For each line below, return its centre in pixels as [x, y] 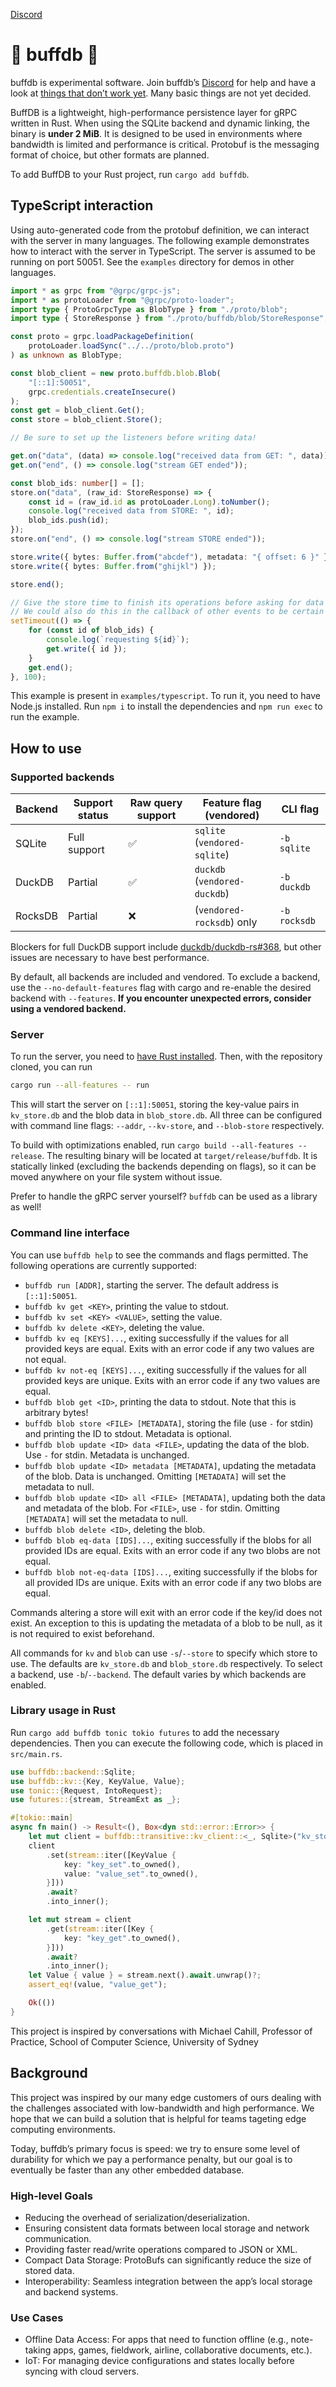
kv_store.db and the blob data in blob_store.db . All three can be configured [166, 1115]
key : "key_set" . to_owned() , [122, 1864]
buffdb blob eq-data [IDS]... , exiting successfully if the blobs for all [168, 1540]
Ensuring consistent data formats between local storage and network [167, 2228]
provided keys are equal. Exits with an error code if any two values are [169, 1348]
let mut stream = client [80, 1920]
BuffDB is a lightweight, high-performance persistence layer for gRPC [154, 112]
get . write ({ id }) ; [87, 649]
